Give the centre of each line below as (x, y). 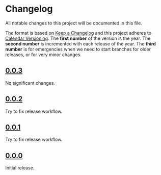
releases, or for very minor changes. (43, 55)
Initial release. (20, 168)
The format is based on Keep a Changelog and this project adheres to (78, 33)
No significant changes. (30, 83)
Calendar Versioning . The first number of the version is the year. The (78, 38)
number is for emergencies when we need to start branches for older (78, 49)
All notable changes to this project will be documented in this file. (74, 23)
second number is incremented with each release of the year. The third (81, 43)
